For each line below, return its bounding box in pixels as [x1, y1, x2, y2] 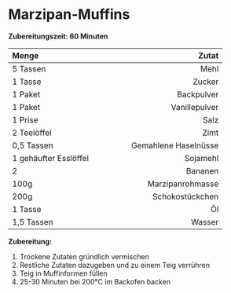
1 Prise [12, 114, 38, 125]
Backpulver [176, 89, 219, 100]
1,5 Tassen [12, 216, 53, 227]
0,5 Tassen [12, 140, 53, 151]
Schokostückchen [152, 191, 219, 202]
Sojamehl [184, 152, 219, 163]
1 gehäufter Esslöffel [12, 152, 89, 163]
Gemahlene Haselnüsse [130, 140, 219, 151]
